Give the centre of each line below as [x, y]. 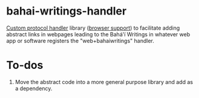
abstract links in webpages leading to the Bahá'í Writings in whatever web [98, 34]
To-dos [25, 65]
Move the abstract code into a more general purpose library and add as [104, 82]
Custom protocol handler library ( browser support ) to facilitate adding [93, 28]
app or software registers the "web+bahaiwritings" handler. [80, 41]
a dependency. [34, 88]
